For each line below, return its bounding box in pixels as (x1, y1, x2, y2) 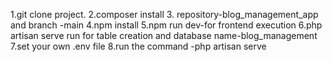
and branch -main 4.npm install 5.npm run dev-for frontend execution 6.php (10, 19, 323, 31)
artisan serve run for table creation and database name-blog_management (10, 30, 318, 41)
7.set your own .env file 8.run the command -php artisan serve (10, 40, 267, 52)
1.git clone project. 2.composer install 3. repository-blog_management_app (10, 9, 319, 20)
